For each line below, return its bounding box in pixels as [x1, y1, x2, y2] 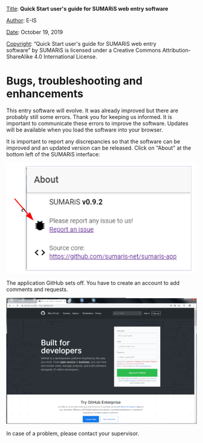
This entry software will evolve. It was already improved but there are [6, 107, 178, 114]
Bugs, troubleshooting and [6, 74, 143, 88]
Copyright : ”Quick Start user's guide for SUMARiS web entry [6, 40, 157, 47]
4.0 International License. [34, 53, 98, 60]
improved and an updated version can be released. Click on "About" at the [6, 144, 192, 151]
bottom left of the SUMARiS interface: [6, 150, 100, 158]
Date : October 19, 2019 [6, 28, 63, 36]
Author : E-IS [6, 17, 37, 24]
